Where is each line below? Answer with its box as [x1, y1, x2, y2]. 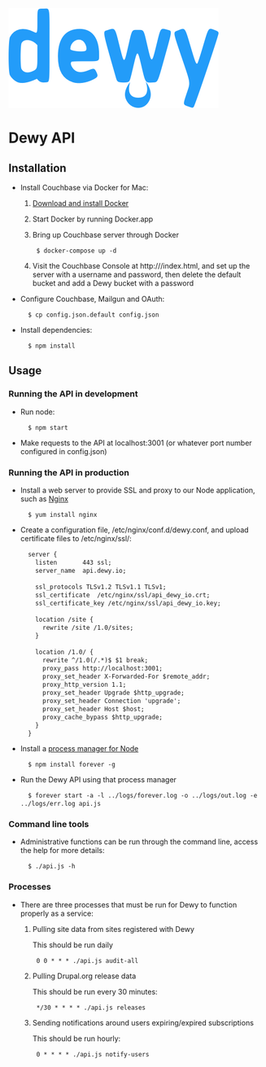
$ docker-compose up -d [36, 247, 117, 255]
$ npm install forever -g [28, 760, 116, 768]
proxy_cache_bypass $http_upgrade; [41, 713, 163, 721]
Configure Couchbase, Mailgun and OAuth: [20, 294, 165, 304]
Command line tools [8, 818, 89, 829]
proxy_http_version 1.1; [41, 680, 127, 689]
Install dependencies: [20, 326, 93, 335]
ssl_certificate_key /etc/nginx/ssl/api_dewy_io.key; [35, 599, 221, 607]
